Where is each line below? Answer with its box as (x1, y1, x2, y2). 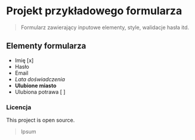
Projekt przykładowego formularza (6, 4, 182, 18)
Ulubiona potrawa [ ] (14, 88, 66, 96)
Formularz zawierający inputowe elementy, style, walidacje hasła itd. (20, 24, 190, 31)
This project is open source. (6, 117, 75, 124)
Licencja (6, 103, 32, 111)
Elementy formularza (6, 41, 86, 51)
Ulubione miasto (14, 82, 57, 89)
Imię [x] (14, 56, 34, 63)
